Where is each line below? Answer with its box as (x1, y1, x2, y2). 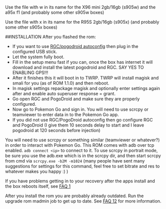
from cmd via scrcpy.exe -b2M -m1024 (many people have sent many (5, 158, 145, 164)
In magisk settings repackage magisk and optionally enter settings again (12, 85, 160, 91)
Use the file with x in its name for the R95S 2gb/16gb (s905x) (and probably (5, 19, 160, 25)
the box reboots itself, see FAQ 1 (5, 183, 71, 189)
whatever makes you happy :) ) (5, 168, 68, 174)
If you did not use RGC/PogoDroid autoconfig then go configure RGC (12, 117, 153, 123)
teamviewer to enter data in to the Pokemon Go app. (12, 112, 119, 118)
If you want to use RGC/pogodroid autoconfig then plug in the (12, 43, 139, 49)
